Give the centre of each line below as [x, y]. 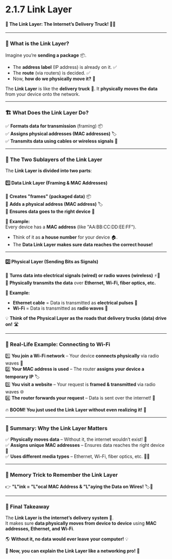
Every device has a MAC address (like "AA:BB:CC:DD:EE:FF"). [71, 227]
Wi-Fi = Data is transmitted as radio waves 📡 [60, 308]
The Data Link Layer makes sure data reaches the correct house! [83, 245]
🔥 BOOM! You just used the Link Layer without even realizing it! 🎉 [76, 409]
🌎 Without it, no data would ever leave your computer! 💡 [67, 539]
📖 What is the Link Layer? [37, 44]
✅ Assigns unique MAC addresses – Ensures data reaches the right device [85, 445]
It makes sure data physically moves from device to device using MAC [81, 523]
